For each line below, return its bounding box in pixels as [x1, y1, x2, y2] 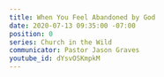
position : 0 [9, 29, 53, 38]
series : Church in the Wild [9, 37, 113, 47]
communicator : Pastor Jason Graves [9, 46, 140, 55]
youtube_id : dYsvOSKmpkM [9, 54, 101, 63]
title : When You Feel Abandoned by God [9, 12, 156, 22]
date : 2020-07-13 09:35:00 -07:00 [9, 21, 137, 30]
